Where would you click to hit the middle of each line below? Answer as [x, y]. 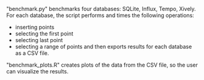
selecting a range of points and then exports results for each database [104, 46]
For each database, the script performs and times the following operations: [100, 15]
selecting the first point [44, 34]
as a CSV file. [32, 53]
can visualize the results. [37, 71]
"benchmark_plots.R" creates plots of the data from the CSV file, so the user [102, 65]
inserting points [35, 27]
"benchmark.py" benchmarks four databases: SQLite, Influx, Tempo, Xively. [101, 9]
